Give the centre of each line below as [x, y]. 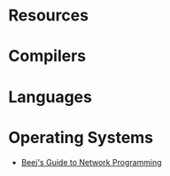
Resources [49, 16]
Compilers [47, 56]
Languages [50, 96]
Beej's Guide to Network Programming [91, 162]
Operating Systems [81, 137]
